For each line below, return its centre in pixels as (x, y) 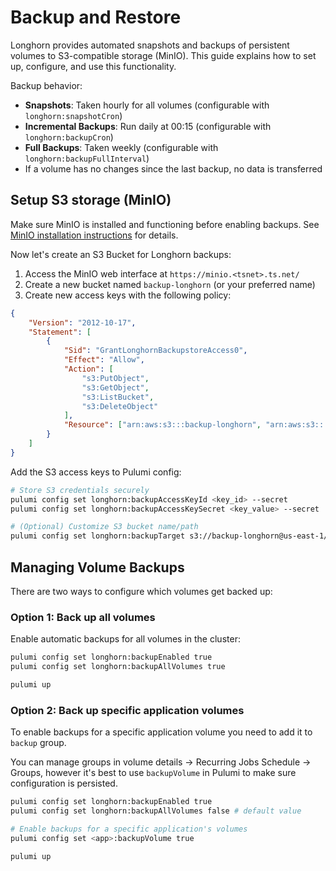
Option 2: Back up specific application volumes (127, 710)
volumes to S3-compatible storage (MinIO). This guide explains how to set (163, 55)
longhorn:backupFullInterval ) (87, 158)
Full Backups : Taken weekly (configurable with (121, 147)
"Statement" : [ (60, 332)
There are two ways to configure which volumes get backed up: (141, 591)
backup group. (38, 743)
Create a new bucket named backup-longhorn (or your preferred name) (170, 284)
